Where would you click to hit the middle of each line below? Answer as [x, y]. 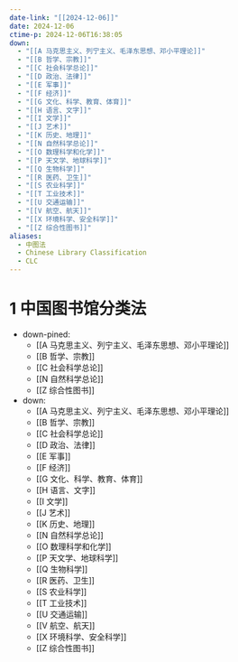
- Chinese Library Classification [82, 253]
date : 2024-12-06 [42, 26]
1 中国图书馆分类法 [78, 309]
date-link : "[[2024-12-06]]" [64, 18]
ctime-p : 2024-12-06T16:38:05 [66, 34]
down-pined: [46, 334]
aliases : [26, 236]
